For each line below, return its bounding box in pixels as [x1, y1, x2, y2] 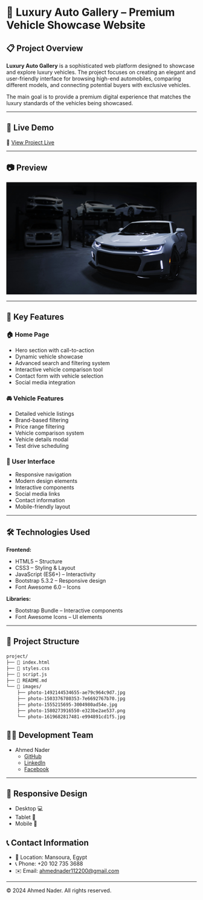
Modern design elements [14, 478, 77, 485]
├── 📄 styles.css [6, 665, 50, 672]
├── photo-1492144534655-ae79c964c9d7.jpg [17, 689, 126, 696]
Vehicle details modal [14, 435, 68, 443]
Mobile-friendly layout [14, 503, 71, 510]
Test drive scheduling [14, 442, 69, 449]
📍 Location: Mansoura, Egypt [14, 853, 88, 861]
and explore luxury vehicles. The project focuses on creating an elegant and [6, 69, 196, 76]
